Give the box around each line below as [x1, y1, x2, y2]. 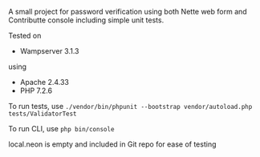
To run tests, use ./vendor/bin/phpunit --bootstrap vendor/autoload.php [8, 102, 253, 111]
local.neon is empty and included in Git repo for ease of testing [8, 139, 217, 149]
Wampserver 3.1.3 [19, 46, 79, 55]
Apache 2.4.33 [19, 78, 70, 87]
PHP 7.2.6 [19, 86, 53, 95]
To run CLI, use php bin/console [8, 124, 115, 133]
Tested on [8, 31, 42, 40]
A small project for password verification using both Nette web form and [8, 7, 247, 16]
